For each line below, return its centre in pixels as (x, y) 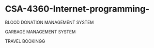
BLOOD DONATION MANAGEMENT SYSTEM (49, 22)
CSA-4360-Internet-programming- (77, 9)
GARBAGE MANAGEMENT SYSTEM (40, 32)
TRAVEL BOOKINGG (25, 41)
